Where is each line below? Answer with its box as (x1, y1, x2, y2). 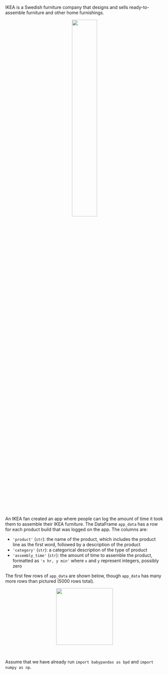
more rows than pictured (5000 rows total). (5, 578, 95, 584)
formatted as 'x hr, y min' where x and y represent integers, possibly (12, 557, 159, 564)
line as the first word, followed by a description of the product (12, 542, 141, 547)
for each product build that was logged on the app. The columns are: (5, 527, 148, 532)
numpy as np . (5, 664, 32, 670)
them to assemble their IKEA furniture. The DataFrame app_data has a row (5, 521, 158, 527)
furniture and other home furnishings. (26, 10, 104, 16)
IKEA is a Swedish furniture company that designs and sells (5, 5, 128, 10)
